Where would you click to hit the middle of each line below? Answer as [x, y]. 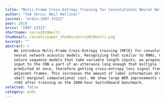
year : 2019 [16, 23]
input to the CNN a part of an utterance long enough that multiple [85, 64]
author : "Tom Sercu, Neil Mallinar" [42, 14]
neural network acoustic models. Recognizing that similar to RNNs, [85, 55]
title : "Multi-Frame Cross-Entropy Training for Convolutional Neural [79, 10]
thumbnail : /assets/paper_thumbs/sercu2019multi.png [60, 37]
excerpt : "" [17, 42]
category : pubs [21, 92]
